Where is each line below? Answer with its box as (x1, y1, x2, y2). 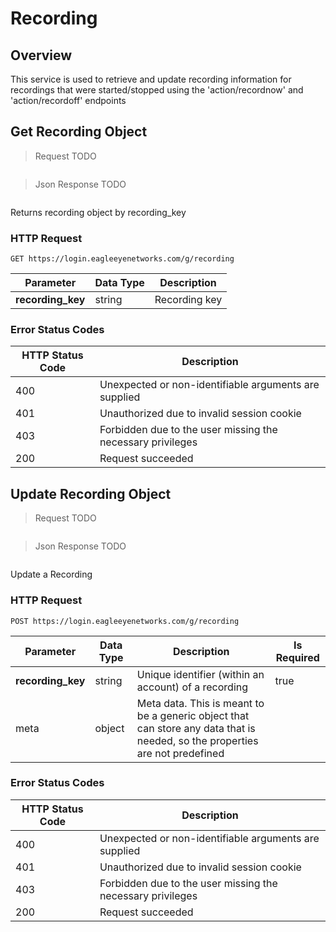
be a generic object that (136, 708, 250, 722)
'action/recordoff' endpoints (10, 95, 127, 106)
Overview (10, 47, 73, 64)
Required (275, 650, 320, 664)
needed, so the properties (136, 733, 259, 747)
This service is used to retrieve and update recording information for (10, 73, 292, 85)
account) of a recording (136, 680, 249, 694)
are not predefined (136, 746, 225, 760)
